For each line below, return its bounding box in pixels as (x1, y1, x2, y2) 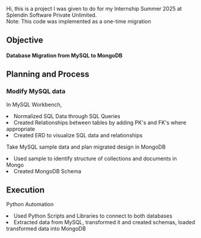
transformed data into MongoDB (6, 225, 86, 233)
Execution (6, 185, 45, 195)
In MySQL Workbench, (6, 101, 62, 108)
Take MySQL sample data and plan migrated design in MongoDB (6, 143, 166, 150)
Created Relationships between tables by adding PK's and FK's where (14, 119, 187, 126)
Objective (6, 35, 44, 46)
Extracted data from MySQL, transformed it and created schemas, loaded (14, 219, 196, 226)
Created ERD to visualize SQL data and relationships (14, 131, 143, 138)
